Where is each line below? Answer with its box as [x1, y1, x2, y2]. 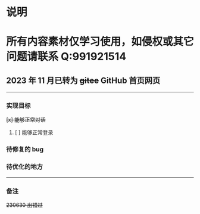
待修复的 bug [6, 145, 44, 154]
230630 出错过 [6, 201, 43, 209]
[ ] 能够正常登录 [14, 129, 54, 136]
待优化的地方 [6, 163, 43, 171]
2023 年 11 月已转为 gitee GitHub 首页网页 [6, 75, 161, 85]
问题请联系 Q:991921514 [6, 50, 127, 63]
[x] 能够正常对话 [6, 116, 46, 123]
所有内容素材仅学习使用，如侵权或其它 [6, 35, 195, 48]
